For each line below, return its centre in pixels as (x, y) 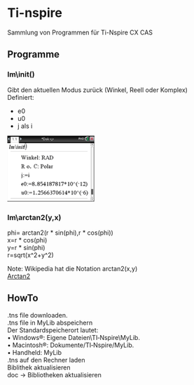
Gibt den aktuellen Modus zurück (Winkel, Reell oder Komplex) (97, 90)
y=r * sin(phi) (26, 247)
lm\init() (21, 74)
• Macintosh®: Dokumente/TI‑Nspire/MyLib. (71, 345)
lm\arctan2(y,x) (34, 217)
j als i (25, 126)
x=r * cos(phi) (27, 240)
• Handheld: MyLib (34, 352)
